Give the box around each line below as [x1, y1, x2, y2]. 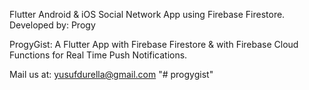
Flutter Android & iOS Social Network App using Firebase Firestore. [9, 9, 286, 20]
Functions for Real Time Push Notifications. [9, 49, 188, 61]
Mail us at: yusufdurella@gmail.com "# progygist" [9, 69, 214, 80]
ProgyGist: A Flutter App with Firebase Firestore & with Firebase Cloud [9, 39, 299, 50]
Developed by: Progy [9, 19, 96, 31]
